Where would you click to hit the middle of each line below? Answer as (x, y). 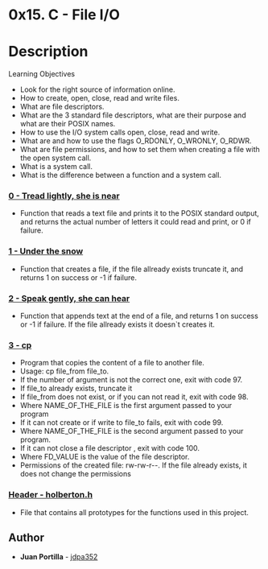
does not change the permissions (75, 474)
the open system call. (56, 158)
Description (48, 52)
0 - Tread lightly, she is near (64, 196)
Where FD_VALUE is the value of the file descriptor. (105, 457)
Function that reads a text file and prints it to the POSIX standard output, (140, 213)
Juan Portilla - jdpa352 (59, 557)
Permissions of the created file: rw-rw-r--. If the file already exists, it (133, 465)
